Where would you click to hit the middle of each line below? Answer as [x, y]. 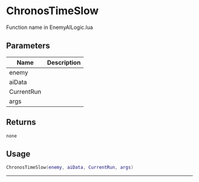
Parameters [28, 46]
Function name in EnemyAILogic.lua [50, 27]
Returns [21, 122]
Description [64, 62]
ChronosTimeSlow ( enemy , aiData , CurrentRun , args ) [70, 168]
